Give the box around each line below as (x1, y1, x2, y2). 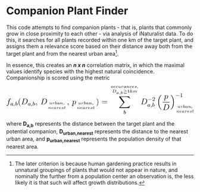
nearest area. (6, 143, 39, 151)
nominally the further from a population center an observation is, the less (14, 173, 194, 180)
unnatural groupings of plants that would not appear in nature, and (14, 167, 178, 174)
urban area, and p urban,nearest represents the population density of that (6, 135, 182, 144)
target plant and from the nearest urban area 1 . (6, 49, 119, 57)
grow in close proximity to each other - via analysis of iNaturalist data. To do (6, 30, 193, 37)
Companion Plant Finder (6, 4, 129, 18)
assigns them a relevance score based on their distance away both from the (6, 43, 193, 50)
